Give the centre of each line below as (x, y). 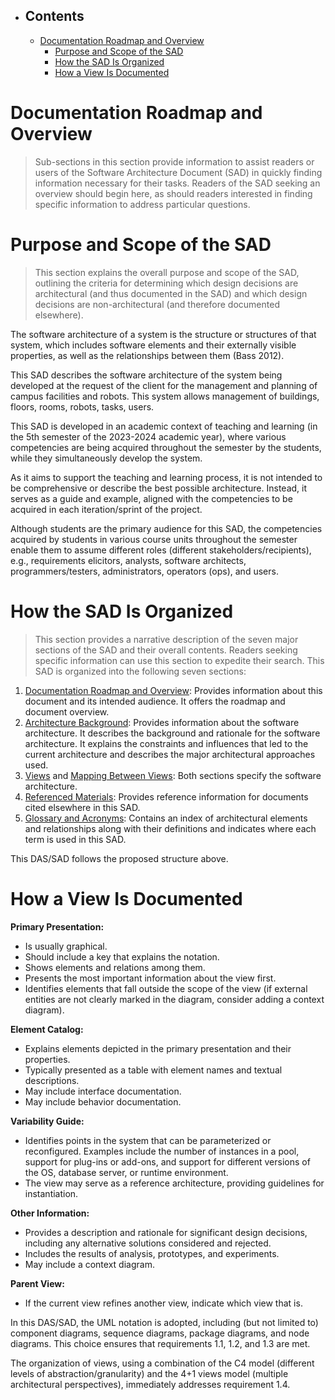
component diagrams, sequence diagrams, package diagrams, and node (160, 1333)
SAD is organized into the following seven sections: (140, 671)
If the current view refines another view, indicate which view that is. (163, 1303)
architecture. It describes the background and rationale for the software (172, 733)
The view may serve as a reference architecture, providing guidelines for (174, 1183)
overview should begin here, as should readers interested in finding (173, 193)
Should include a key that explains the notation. (122, 956)
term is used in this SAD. (75, 839)
